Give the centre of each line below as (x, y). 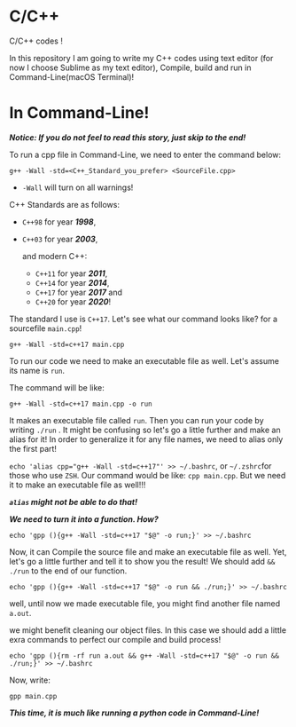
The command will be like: (57, 387)
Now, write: (30, 680)
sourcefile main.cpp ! (46, 328)
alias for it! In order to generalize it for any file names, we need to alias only (146, 439)
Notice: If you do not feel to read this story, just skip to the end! (128, 137)
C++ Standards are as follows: (64, 204)
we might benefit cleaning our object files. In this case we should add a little (148, 630)
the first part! (33, 448)
